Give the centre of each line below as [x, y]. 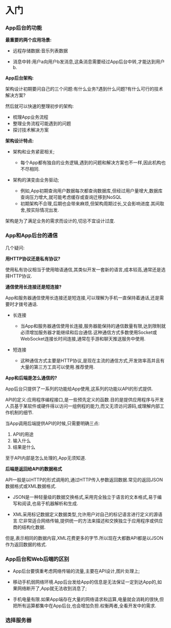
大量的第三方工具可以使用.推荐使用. [57, 367]
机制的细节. [22, 412]
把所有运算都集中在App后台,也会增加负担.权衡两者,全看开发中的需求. [84, 606]
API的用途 [23, 434]
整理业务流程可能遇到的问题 [42, 124]
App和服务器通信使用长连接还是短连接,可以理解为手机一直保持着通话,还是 [82, 297]
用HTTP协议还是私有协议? [33, 258]
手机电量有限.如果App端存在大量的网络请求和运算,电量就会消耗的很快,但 [88, 599]
